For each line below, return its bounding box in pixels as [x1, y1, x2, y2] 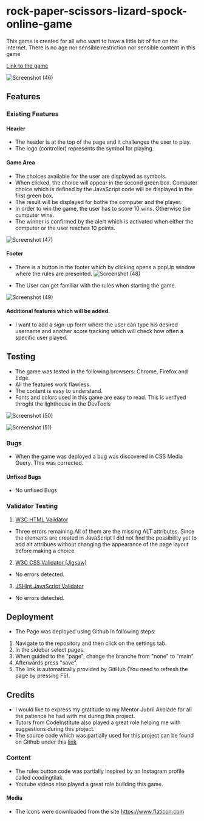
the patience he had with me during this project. [15, 713, 135, 720]
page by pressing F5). [15, 672, 70, 680]
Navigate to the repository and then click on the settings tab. [15, 640, 167, 647]
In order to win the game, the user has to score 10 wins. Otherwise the [15, 205, 191, 212]
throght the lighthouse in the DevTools [15, 400, 111, 407]
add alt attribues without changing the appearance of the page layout [15, 540, 189, 548]
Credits [6, 689, 35, 700]
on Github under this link [15, 738, 77, 745]
